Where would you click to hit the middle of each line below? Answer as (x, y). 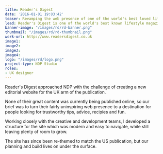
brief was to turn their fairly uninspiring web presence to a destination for (78, 106)
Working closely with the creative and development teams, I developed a (78, 121)
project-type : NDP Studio (31, 64)
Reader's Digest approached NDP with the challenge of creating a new (76, 87)
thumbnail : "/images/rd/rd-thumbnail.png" (49, 32)
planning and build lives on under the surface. (51, 146)
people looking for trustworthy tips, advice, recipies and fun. (65, 112)
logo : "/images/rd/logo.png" (34, 59)
